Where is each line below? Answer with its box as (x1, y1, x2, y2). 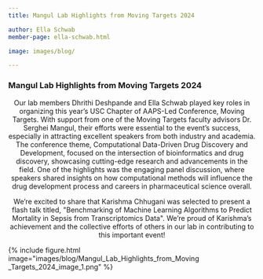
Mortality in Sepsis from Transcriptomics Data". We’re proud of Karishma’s (11, 213, 253, 222)
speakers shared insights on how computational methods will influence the (10, 173, 254, 182)
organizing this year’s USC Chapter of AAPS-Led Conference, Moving (19, 106, 245, 116)
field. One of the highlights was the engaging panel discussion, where (19, 164, 245, 174)
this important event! (98, 229, 166, 240)
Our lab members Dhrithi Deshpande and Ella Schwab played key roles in (13, 97, 250, 107)
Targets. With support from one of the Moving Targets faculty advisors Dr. (12, 115, 252, 124)
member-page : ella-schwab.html (8, 33, 111, 41)
